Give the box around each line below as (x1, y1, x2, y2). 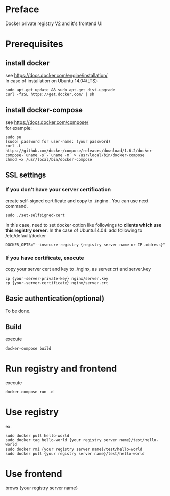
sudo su (5, 134, 22, 140)
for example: (5, 125, 32, 131)
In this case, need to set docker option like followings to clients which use (5, 222, 162, 228)
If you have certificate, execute (5, 254, 84, 261)
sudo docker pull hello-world (5, 433, 70, 438)
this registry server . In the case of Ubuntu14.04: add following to (5, 227, 143, 233)
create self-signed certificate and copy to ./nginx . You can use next (5, 197, 149, 204)
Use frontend (5, 468, 62, 480)
